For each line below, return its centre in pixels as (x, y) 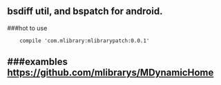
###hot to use (27, 28)
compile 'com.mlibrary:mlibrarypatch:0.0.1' (85, 41)
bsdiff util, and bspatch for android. (85, 11)
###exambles (37, 62)
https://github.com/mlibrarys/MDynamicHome (110, 73)
